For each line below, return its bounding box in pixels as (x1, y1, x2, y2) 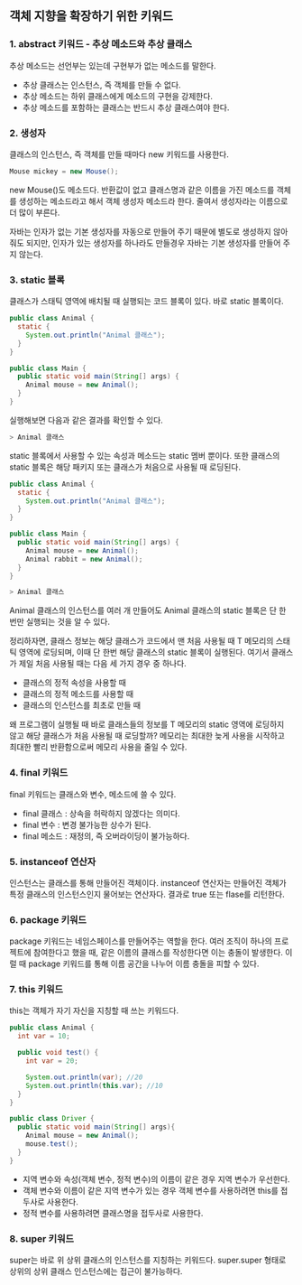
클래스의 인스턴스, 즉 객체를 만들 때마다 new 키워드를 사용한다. (9, 148, 230, 160)
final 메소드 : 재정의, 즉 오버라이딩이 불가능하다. (22, 830, 190, 842)
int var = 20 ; (25, 1057, 78, 1066)
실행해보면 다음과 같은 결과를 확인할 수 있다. (9, 414, 164, 425)
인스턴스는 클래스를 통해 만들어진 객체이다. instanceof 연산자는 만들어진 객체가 (9, 877, 287, 888)
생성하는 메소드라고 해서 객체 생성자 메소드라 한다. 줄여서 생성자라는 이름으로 (18, 195, 288, 206)
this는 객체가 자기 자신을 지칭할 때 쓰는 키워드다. (9, 1005, 178, 1016)
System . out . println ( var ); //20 (25, 1073, 143, 1082)
